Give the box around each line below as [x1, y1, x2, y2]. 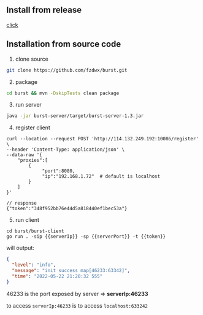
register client [15, 124, 50, 131]
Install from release [6, 5, 82, 15]
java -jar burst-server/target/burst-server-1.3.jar [6, 113, 144, 119]
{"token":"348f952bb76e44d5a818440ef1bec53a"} [6, 205, 128, 212]
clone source [15, 55, 49, 63]
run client [15, 216, 40, 224]
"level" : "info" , [12, 262, 56, 268]
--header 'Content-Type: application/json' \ [6, 146, 124, 153]
